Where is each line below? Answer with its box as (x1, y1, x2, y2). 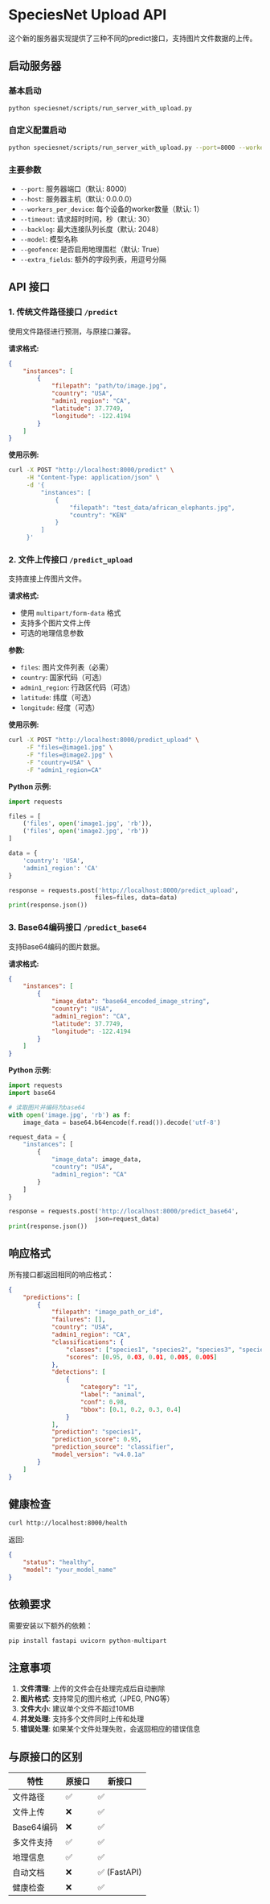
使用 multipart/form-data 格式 (19, 608, 121, 618)
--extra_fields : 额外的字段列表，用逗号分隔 (19, 254, 167, 263)
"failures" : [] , (51, 1316, 106, 1324)
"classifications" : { (51, 1338, 125, 1346)
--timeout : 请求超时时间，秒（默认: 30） (19, 214, 154, 223)
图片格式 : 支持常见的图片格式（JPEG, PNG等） (19, 1694, 174, 1703)
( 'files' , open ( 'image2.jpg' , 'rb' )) (22, 828, 149, 836)
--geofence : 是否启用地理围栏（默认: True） (19, 244, 165, 254)
